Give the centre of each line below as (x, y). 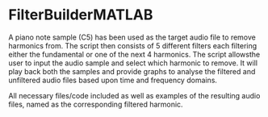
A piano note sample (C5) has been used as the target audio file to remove (132, 37)
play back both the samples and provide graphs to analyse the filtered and (132, 71)
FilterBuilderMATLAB (81, 15)
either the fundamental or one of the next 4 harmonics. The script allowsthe (134, 54)
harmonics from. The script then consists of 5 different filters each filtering (133, 45)
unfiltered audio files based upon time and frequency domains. (113, 80)
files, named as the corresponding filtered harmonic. (96, 104)
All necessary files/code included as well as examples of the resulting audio (134, 95)
